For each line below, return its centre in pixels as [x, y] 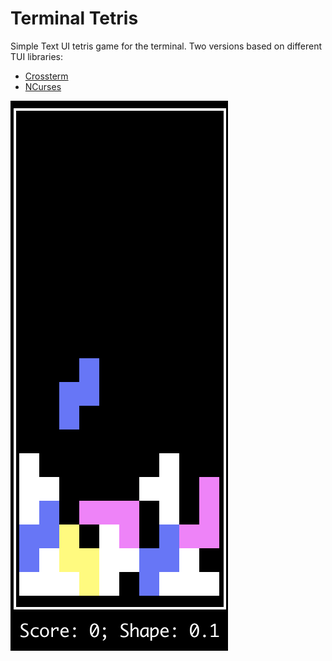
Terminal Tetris [74, 18]
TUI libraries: [37, 56]
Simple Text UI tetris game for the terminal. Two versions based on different [166, 46]
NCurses [43, 86]
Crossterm [46, 76]
